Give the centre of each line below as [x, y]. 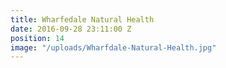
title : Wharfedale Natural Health [82, 19]
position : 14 [37, 38]
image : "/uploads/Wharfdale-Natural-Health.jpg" [113, 47]
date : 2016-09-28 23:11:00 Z [71, 29]
